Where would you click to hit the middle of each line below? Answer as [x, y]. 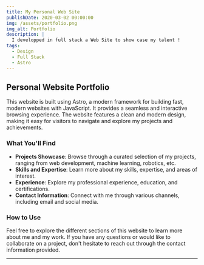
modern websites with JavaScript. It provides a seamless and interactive [97, 108]
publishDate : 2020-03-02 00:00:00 [50, 18]
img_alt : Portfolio [31, 29]
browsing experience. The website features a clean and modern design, [96, 115]
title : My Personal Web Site [43, 12]
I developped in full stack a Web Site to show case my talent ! [96, 40]
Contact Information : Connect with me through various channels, [97, 195]
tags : [13, 46]
